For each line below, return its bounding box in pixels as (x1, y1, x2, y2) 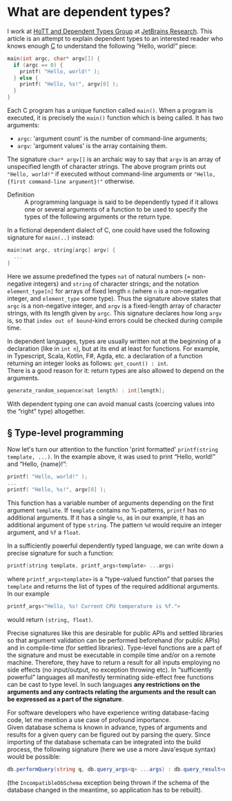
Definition (7, 191, 35, 199)
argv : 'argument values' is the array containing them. (17, 142, 168, 150)
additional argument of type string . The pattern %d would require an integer (7, 521, 222, 529)
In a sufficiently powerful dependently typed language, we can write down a (7, 542, 224, 550)
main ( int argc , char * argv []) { (7, 55, 100, 62)
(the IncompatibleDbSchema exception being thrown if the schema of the (7, 778, 210, 786)
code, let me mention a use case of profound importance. (7, 715, 171, 724)
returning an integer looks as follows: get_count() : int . (7, 359, 169, 367)
